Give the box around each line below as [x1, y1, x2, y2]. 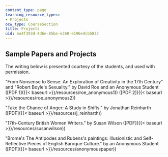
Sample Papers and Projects [5, 50, 97, 58]
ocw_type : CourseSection [5, 21, 58, 27]
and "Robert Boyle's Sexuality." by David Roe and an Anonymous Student [5, 84, 159, 90]
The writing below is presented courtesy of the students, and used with [5, 63, 155, 69]
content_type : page [5, 7, 47, 13]
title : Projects [5, 26, 40, 32]
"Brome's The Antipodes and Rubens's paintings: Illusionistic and [5, 135, 143, 141]
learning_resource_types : [5, 12, 60, 17]
